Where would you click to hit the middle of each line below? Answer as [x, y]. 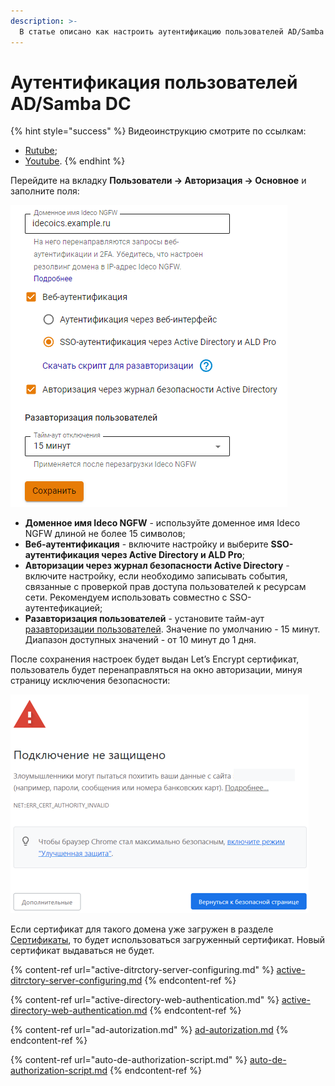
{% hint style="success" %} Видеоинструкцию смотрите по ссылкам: [158, 131]
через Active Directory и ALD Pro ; [173, 555]
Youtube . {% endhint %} [75, 161]
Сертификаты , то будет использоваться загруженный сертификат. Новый [168, 940]
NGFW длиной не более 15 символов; [105, 534]
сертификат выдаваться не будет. [82, 951]
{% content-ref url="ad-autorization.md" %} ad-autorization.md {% [149, 1030]
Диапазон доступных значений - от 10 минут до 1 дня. [140, 640]
